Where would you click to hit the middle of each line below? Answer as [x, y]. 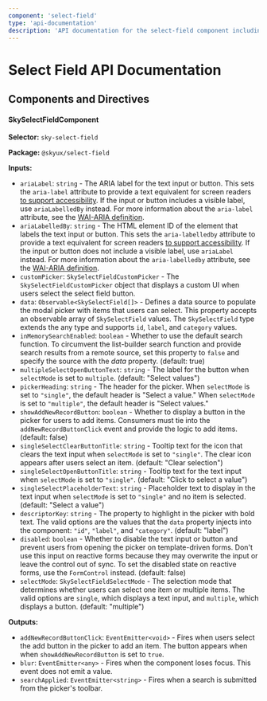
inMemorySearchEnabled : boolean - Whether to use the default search [131, 336]
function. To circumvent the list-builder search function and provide [130, 344]
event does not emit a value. [66, 672]
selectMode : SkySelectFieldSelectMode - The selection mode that [126, 582]
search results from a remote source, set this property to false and [130, 353]
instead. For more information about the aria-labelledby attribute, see [135, 260]
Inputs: [20, 168]
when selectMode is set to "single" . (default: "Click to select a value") [133, 480]
